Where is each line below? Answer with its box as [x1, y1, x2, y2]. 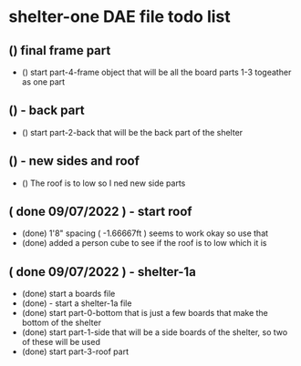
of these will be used [21, 337, 101, 348]
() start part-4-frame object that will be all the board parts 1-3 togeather [21, 66, 292, 77]
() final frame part [8, 43, 111, 58]
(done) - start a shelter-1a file [21, 298, 132, 309]
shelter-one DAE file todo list [8, 6, 232, 27]
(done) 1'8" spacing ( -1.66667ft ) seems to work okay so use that [21, 228, 269, 239]
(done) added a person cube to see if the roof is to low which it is [21, 238, 267, 249]
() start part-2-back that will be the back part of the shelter [21, 127, 244, 137]
